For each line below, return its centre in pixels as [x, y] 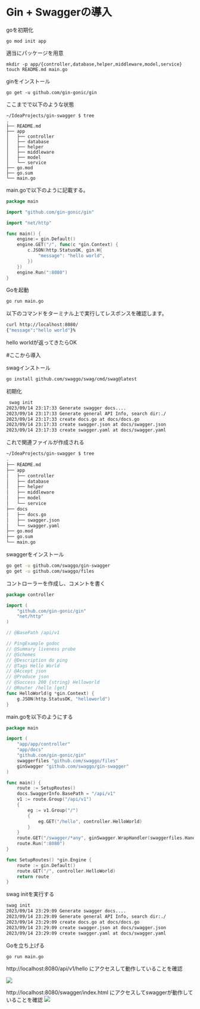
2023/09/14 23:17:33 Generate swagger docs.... [66, 408]
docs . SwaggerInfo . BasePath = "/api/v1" [66, 794]
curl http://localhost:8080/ [42, 325]
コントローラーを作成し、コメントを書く [56, 583]
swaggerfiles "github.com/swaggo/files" [68, 760]
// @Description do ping [37, 660]
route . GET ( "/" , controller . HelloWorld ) [66, 871]
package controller [30, 594]
